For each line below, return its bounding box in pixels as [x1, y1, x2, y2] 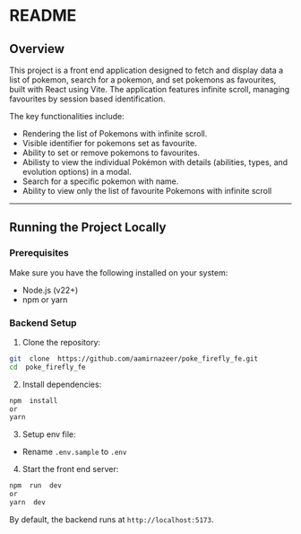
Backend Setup [9, 316, 78, 328]
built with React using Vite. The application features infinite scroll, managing [9, 84, 290, 94]
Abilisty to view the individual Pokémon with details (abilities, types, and [21, 157, 288, 167]
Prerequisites [9, 247, 69, 259]
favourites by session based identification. [9, 93, 166, 104]
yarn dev [9, 498, 47, 507]
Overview [9, 41, 65, 57]
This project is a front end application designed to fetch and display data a [9, 65, 284, 75]
